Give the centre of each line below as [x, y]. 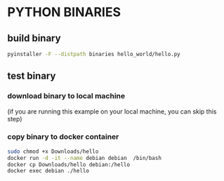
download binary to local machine [66, 96]
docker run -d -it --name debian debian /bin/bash [84, 158]
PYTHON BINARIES [64, 12]
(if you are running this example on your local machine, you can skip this [112, 111]
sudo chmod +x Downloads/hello [53, 152]
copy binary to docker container [63, 137]
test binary [32, 76]
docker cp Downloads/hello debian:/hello [69, 165]
